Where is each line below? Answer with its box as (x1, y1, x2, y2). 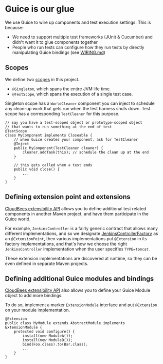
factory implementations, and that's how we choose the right (5, 241, 127, 247)
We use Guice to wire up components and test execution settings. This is (5, 19, 151, 25)
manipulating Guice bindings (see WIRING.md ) (12, 50, 106, 55)
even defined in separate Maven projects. (5, 261, 89, 266)
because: (5, 24, 24, 30)
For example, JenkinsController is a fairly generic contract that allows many (5, 225, 158, 231)
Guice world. (5, 216, 31, 222)
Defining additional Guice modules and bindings (5, 274, 154, 282)
